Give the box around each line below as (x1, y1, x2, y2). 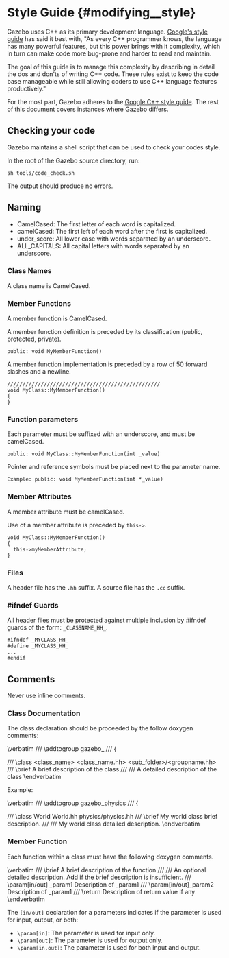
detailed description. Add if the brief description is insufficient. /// (7, 873, 191, 881)
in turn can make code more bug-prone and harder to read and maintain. (7, 49, 212, 58)
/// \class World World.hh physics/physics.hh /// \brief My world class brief (7, 813, 218, 821)
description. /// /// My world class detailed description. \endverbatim (7, 819, 200, 828)
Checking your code (7, 125, 96, 136)
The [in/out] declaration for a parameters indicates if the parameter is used (7, 908, 222, 916)
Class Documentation (7, 708, 81, 718)
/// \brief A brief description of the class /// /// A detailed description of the (7, 765, 217, 774)
